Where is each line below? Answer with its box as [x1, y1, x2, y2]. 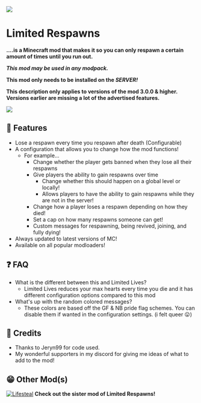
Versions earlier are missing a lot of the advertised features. [6, 94, 160, 101]
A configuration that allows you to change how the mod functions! [14, 145, 179, 152]
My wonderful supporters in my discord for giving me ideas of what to [14, 351, 189, 358]
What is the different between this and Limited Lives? [14, 278, 147, 286]
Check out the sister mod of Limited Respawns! [34, 390, 155, 398]
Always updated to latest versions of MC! [14, 235, 117, 242]
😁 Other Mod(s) [6, 374, 68, 384]
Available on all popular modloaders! [14, 241, 105, 249]
